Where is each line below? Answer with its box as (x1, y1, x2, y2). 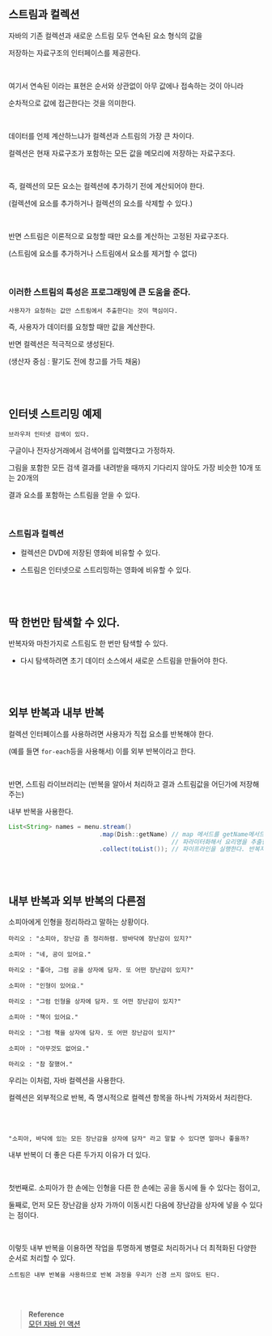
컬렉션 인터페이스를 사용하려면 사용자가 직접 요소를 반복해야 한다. (8, 728, 215, 739)
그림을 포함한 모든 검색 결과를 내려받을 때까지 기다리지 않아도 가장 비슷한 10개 (8, 463, 253, 472)
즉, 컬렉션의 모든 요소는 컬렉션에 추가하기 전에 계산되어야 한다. (8, 181, 205, 190)
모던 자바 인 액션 (28, 1319, 81, 1329)
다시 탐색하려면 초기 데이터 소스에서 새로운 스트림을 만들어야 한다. (19, 655, 228, 666)
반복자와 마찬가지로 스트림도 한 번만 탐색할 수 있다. (8, 638, 168, 648)
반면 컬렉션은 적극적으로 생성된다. (8, 339, 115, 349)
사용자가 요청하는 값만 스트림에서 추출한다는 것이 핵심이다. (8, 307, 178, 315)
